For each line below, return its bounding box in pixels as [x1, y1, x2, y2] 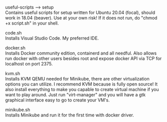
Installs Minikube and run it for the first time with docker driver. [5, 112, 134, 118]
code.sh [5, 30, 22, 35]
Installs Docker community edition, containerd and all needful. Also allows [5, 50, 157, 56]
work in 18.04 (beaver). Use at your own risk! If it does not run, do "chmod [5, 15, 158, 20]
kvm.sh [5, 70, 20, 76]
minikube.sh [5, 107, 30, 112]
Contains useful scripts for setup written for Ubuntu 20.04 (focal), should [5, 9, 156, 15]
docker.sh [5, 45, 26, 50]
